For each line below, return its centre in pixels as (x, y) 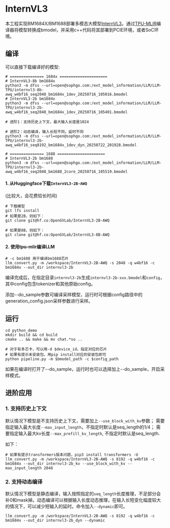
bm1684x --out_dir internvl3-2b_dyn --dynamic (55, 520)
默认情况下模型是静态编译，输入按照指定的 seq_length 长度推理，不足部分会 (83, 494)
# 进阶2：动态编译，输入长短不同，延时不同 (45, 132)
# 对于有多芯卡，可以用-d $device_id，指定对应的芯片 (56, 349)
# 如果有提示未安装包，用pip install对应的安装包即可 (56, 355)
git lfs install (22, 210)
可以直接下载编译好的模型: (33, 67)
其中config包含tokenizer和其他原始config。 (50, 284)
